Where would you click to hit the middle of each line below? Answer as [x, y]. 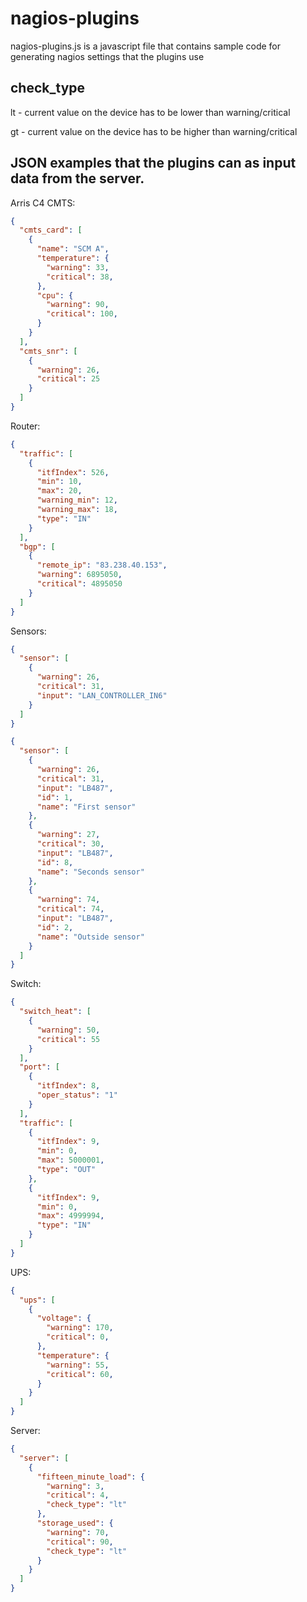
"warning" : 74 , [68, 900]
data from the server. [77, 178]
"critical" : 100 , [82, 314]
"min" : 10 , [59, 482]
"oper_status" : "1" [77, 1095]
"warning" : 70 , [78, 1532]
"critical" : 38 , [80, 277]
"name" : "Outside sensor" [90, 937]
